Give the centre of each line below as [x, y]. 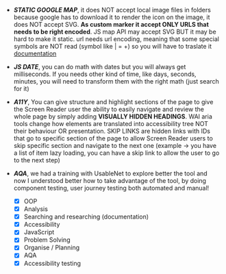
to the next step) [37, 160]
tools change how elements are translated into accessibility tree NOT [111, 124]
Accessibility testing [52, 263]
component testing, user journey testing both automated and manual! [111, 188]
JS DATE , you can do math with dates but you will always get [100, 67]
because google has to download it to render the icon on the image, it [112, 17]
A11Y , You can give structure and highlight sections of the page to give [113, 102]
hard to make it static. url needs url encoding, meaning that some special [116, 39]
